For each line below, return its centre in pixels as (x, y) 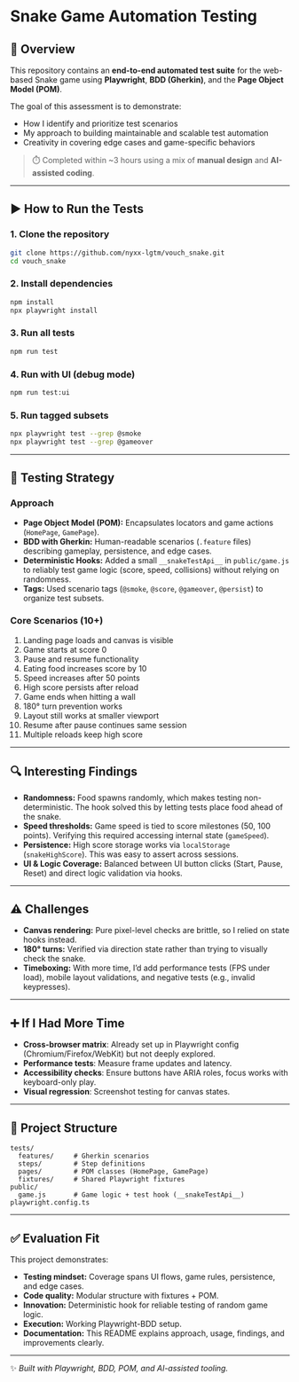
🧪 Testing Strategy (62, 478)
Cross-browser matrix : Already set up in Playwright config (131, 1045)
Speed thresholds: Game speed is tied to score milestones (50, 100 (147, 826)
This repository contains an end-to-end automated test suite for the (136, 70)
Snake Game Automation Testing (134, 16)
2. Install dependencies (62, 284)
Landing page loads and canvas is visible (98, 640)
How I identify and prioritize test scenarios (100, 123)
